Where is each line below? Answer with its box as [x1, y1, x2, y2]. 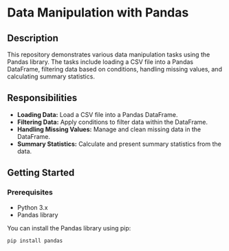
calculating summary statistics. [7, 72, 95, 80]
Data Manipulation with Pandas [7, 5, 189, 21]
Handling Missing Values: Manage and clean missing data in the [17, 125, 201, 133]
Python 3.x [17, 203, 48, 211]
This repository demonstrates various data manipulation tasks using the [7, 50, 210, 58]
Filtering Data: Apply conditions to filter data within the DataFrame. [17, 118, 208, 126]
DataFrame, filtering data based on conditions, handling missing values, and [7, 65, 222, 73]
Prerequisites [7, 188, 53, 197]
